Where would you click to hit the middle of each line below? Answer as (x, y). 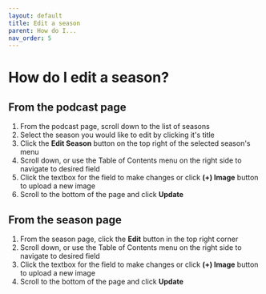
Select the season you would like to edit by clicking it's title (117, 135)
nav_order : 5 (30, 38)
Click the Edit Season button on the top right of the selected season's (135, 143)
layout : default (35, 16)
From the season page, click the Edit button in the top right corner (129, 239)
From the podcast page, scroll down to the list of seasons (115, 127)
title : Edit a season (44, 23)
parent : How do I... (43, 30)
